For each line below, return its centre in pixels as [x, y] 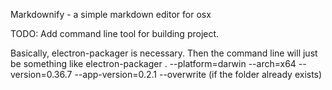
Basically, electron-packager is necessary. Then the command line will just [164, 53]
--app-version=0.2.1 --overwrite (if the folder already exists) [198, 74]
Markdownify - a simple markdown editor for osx [111, 14]
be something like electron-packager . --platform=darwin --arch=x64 [153, 63]
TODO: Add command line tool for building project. [115, 33]
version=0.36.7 [41, 74]
